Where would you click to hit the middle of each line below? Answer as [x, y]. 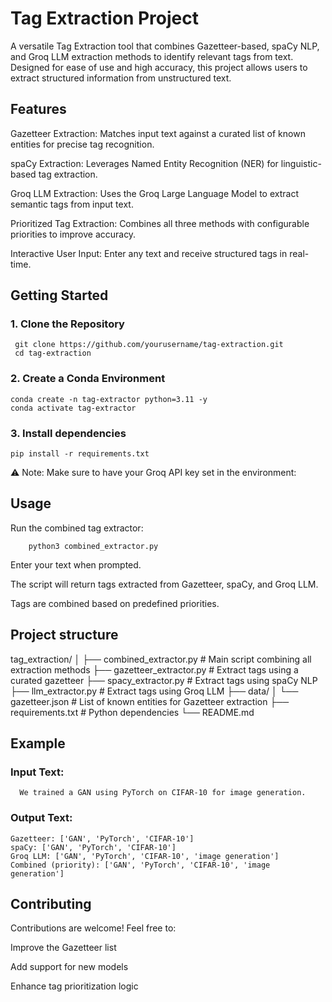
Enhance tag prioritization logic [74, 986]
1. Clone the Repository [67, 324]
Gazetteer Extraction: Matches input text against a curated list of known [158, 133]
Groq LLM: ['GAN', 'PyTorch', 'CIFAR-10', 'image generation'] [145, 856]
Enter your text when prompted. [76, 564]
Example [38, 743]
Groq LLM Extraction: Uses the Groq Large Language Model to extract [154, 193]
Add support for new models [69, 967]
